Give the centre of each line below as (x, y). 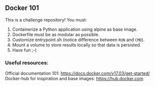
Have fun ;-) (24, 50)
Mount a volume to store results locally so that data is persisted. (77, 45)
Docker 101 (22, 8)
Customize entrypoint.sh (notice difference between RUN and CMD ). (78, 40)
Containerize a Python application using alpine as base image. (75, 29)
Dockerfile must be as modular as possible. (56, 34)
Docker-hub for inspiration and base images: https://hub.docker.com (74, 79)
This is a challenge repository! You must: (46, 20)
